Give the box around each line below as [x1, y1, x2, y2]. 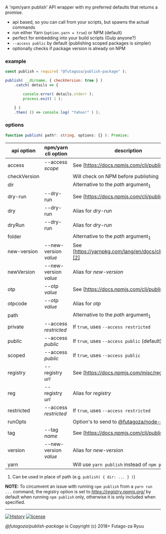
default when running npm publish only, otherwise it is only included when [5, 494, 156, 500]
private [7, 324, 24, 331]
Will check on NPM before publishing [73, 173, 159, 180]
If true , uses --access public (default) [73, 337, 162, 344]
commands [12, 24, 36, 30]
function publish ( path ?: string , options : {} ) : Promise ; [5, 133, 129, 138]
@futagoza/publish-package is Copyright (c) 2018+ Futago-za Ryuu [5, 523, 144, 529]
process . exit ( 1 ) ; [23, 96, 63, 101]
